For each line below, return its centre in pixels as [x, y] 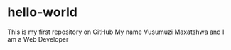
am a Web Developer [38, 39]
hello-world [43, 12]
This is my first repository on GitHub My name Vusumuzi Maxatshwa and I [116, 32]
